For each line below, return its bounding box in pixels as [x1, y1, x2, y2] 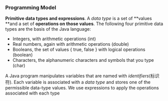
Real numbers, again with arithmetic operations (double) [12, 41, 129, 47]
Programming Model [5, 4, 56, 11]
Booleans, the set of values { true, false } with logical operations [12, 47, 146, 53]
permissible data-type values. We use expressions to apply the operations [5, 85, 159, 91]
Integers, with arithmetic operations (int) [12, 36, 96, 42]
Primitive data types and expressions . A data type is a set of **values [5, 16, 152, 22]
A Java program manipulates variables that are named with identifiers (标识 [5, 73, 160, 79]
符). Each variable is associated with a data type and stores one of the [5, 79, 151, 85]
